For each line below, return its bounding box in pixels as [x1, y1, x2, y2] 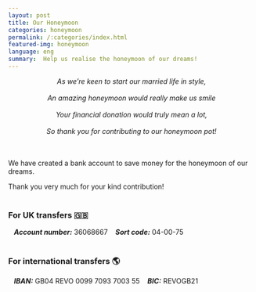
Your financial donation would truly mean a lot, [56, 110, 207, 119]
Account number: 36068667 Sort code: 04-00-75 [13, 228, 184, 237]
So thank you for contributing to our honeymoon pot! [46, 126, 217, 135]
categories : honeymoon [8, 26, 82, 34]
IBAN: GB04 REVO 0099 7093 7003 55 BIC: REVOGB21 [13, 276, 198, 286]
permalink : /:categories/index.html [8, 33, 128, 41]
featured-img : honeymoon [8, 41, 89, 49]
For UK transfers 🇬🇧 [8, 209, 88, 220]
